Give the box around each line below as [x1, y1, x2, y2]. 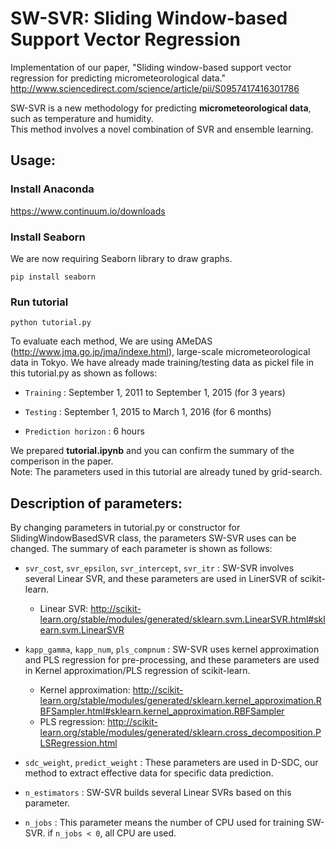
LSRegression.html [39, 737, 118, 749]
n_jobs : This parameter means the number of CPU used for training [24, 817, 305, 829]
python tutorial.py [10, 318, 92, 328]
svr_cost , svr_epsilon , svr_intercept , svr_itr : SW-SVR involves [24, 562, 295, 574]
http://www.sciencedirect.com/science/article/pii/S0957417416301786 [10, 82, 300, 94]
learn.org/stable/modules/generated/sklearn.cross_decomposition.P [39, 727, 322, 739]
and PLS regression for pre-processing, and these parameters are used [24, 654, 320, 666]
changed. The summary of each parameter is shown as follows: [10, 543, 273, 555]
